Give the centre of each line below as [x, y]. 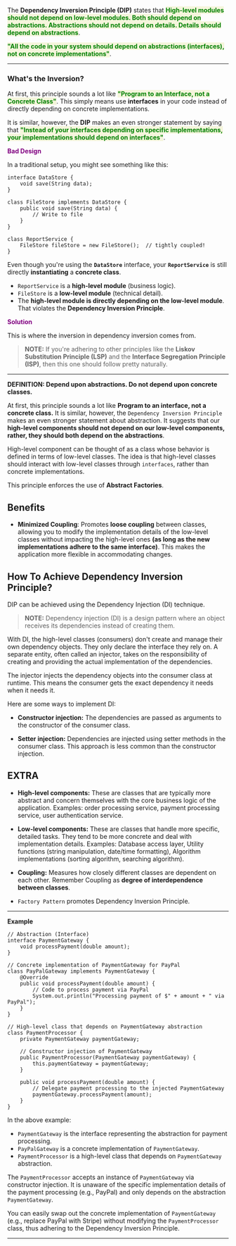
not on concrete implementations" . [59, 54]
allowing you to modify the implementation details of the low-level [113, 532]
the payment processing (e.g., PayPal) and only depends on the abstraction [117, 1192]
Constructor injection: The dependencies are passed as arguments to [119, 717]
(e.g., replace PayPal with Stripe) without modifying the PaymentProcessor [113, 1221]
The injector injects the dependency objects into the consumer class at [110, 675]
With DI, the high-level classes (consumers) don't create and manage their [115, 639]
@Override [34, 977]
